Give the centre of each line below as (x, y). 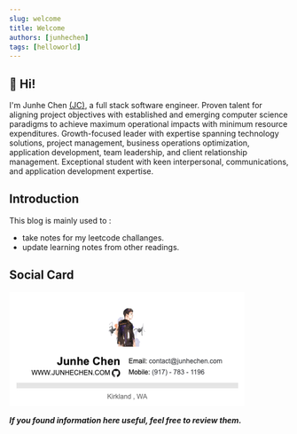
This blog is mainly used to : (60, 220)
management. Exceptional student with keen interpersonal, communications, (149, 162)
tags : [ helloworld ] (45, 47)
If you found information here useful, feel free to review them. (125, 420)
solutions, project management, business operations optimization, (129, 143)
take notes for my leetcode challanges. (93, 237)
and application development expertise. (82, 171)
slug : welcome (35, 19)
